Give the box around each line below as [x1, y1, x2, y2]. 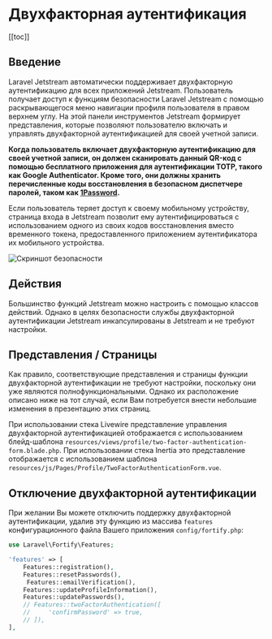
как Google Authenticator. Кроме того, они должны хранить [8, 170, 222, 179]
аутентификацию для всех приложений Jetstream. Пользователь [8, 85, 234, 95]
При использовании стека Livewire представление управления [8, 420, 227, 430]
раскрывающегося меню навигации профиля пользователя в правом [8, 102, 250, 112]
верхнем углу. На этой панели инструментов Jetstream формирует [8, 111, 241, 121]
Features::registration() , [23, 563, 114, 571]
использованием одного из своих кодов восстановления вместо [8, 220, 234, 230]
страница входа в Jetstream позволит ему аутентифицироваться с [8, 212, 240, 222]
